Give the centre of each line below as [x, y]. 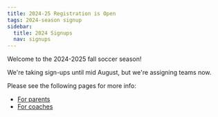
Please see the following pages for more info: [72, 86]
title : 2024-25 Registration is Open [62, 13]
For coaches [35, 107]
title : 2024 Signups [43, 33]
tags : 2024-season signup [44, 20]
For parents [34, 99]
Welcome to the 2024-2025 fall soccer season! [74, 59]
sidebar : [20, 26]
